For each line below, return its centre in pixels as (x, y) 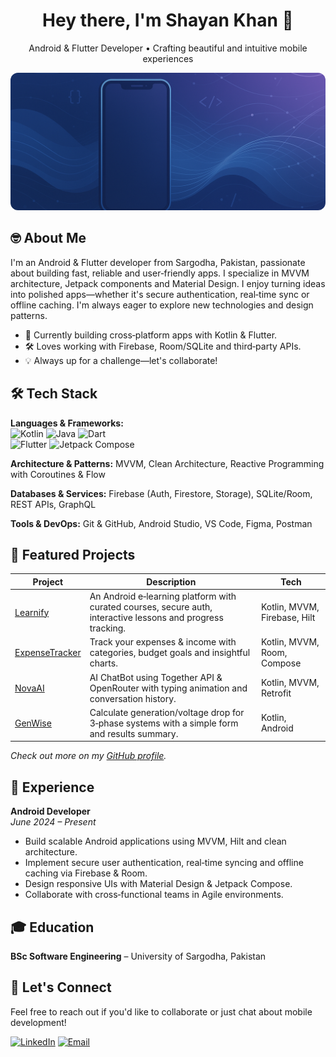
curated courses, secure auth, (151, 607)
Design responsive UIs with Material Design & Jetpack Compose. (158, 884)
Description (171, 581)
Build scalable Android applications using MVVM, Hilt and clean (155, 841)
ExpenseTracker (48, 653)
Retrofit (276, 693)
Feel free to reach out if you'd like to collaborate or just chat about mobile (161, 1011)
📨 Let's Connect (61, 987)
